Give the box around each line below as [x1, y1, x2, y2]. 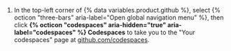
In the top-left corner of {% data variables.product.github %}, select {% [13, 6, 220, 14]
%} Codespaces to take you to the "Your [76, 28, 195, 36]
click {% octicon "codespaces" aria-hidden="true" [13, 21, 167, 29]
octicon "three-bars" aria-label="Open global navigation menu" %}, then [13, 13, 224, 22]
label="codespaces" [13, 28, 76, 36]
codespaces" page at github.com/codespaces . [13, 36, 150, 44]
